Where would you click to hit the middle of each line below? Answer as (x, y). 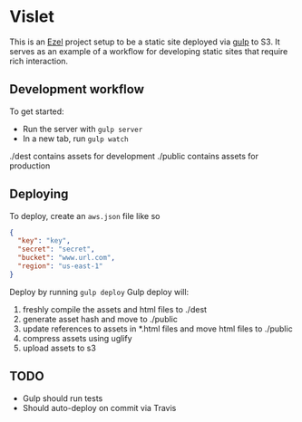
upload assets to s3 (59, 348)
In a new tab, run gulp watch (75, 139)
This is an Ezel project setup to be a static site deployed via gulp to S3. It (145, 42)
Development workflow (77, 89)
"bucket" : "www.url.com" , (67, 258)
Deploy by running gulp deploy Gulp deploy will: (99, 292)
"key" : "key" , (44, 241)
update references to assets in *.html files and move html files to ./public (157, 329)
